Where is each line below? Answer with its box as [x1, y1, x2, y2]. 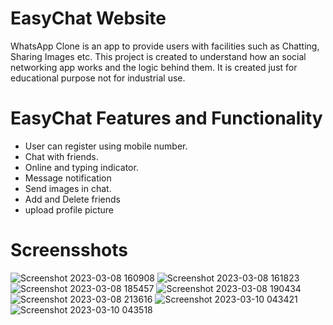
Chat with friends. [24, 150, 99, 162]
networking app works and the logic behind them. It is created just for [10, 61, 298, 73]
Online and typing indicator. [24, 161, 139, 173]
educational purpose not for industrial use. [10, 72, 186, 84]
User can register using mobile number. [24, 140, 188, 152]
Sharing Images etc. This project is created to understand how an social [10, 50, 307, 62]
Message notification [24, 172, 112, 184]
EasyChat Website [10, 7, 167, 30]
